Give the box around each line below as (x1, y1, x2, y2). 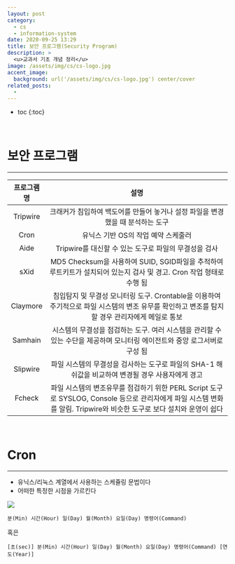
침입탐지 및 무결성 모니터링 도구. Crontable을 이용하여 (52, 291, 221, 301)
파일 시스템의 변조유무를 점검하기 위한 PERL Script (50, 383, 208, 393)
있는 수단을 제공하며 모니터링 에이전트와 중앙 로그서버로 (50, 336, 224, 346)
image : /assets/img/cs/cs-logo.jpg (7, 62, 111, 69)
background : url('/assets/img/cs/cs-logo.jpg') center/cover (13, 75, 196, 83)
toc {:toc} (17, 108, 45, 116)
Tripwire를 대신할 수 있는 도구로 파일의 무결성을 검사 (55, 243, 218, 253)
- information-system (13, 29, 77, 37)
